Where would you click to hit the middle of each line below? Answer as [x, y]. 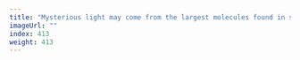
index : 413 [29, 34]
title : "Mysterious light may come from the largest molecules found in [147, 17]
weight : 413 [31, 42]
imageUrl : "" [33, 26]
